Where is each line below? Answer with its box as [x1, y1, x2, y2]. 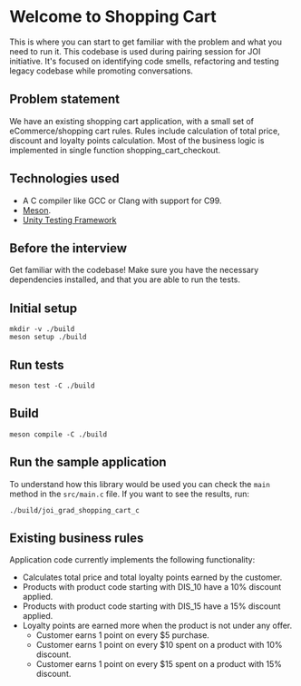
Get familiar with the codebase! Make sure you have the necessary [9, 265, 259, 276]
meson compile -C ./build [9, 429, 107, 439]
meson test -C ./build [9, 381, 95, 390]
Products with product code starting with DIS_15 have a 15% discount [22, 601, 281, 612]
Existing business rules [9, 531, 144, 546]
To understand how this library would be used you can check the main [9, 478, 270, 489]
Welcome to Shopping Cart [9, 6, 217, 27]
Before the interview [9, 240, 128, 256]
